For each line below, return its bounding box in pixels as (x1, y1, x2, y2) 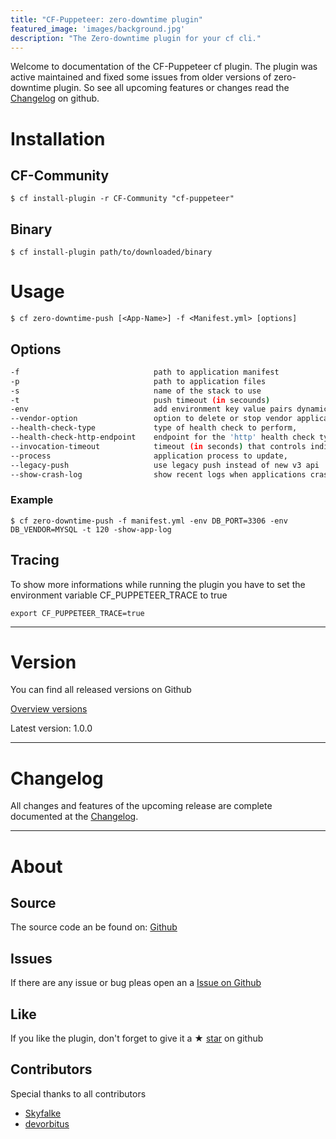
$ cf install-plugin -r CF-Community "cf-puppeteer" (10, 194, 235, 204)
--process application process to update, (10, 451, 288, 461)
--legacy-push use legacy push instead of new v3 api (10, 460, 320, 470)
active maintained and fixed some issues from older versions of (10, 71, 272, 83)
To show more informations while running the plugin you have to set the (10, 578, 306, 590)
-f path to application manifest (10, 367, 280, 377)
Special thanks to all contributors (10, 1087, 147, 1100)
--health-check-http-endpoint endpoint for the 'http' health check (10, 432, 315, 443)
